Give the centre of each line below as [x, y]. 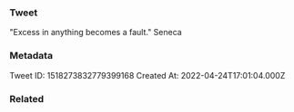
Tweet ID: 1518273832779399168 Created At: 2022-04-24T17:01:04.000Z [147, 75]
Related [27, 98]
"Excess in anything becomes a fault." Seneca [96, 33]
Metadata [31, 56]
